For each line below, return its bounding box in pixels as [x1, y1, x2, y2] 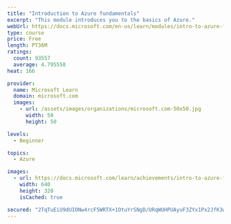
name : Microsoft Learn [13, 87, 78, 93]
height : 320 [19, 187, 54, 194]
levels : [7, 131, 30, 137]
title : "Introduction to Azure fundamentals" [7, 10, 140, 17]
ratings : [7, 49, 32, 56]
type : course [7, 29, 45, 36]
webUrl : [7, 23, 30, 30]
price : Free [7, 36, 41, 43]
